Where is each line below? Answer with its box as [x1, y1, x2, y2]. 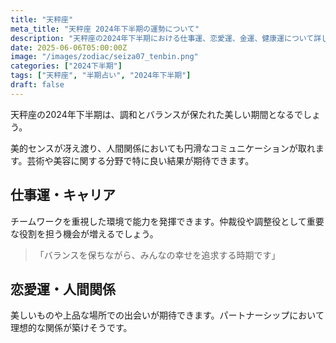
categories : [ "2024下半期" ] [10, 61, 123, 71]
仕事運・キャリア [10, 187, 116, 204]
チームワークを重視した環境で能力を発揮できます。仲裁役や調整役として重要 [10, 215, 325, 227]
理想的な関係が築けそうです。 [10, 322, 133, 334]
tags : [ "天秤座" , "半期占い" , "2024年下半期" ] [10, 71, 192, 81]
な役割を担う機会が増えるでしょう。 [10, 227, 159, 240]
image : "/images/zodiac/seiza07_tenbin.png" [10, 52, 199, 62]
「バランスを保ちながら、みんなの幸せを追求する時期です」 [34, 249, 281, 261]
